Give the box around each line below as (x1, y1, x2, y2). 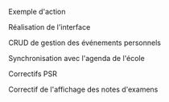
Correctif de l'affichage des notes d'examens (8, 84, 159, 94)
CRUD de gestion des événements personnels (8, 38, 161, 47)
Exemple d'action (8, 7, 66, 16)
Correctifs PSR (8, 69, 58, 79)
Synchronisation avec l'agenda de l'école (8, 54, 145, 63)
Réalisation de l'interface (8, 22, 91, 31)
